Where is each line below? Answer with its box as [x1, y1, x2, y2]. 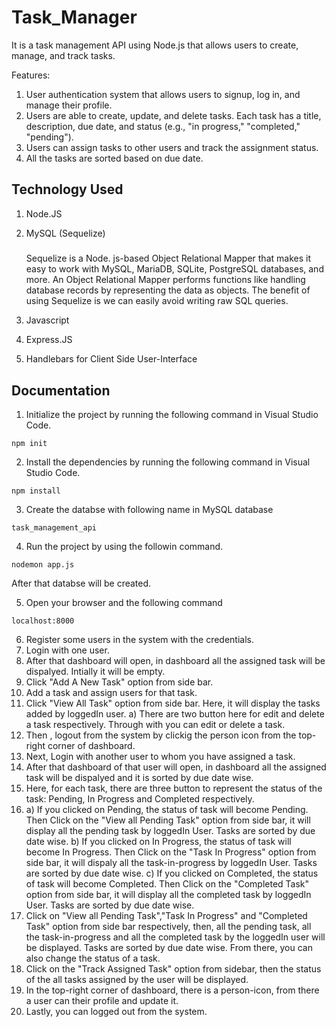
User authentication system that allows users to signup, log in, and [25, 88, 301, 100]
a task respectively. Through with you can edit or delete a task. [25, 718, 286, 730]
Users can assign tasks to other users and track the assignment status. [25, 141, 319, 153]
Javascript [25, 314, 70, 326]
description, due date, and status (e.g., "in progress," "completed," [25, 120, 301, 132]
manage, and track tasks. [11, 49, 116, 61]
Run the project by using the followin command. [25, 540, 224, 552]
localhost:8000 [11, 616, 75, 626]
